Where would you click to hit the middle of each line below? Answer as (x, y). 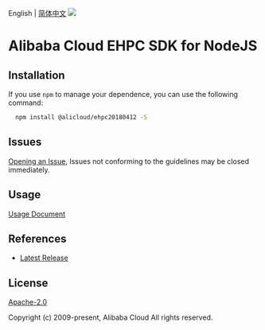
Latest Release (44, 258)
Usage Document (37, 214)
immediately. (29, 169)
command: (26, 103)
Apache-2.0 (28, 302)
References (37, 239)
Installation (37, 75)
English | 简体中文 (37, 13)
